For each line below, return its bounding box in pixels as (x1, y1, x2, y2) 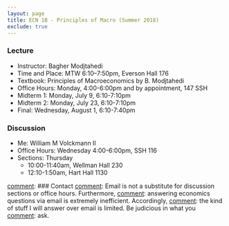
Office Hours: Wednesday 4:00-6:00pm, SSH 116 (17, 146, 157, 155)
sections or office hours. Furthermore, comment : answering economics (7, 189, 210, 198)
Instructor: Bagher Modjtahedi (17, 62, 103, 70)
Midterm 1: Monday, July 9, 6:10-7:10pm (17, 91, 131, 99)
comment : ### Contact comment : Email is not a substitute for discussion (7, 182, 215, 190)
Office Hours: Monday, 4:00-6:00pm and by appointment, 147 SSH (17, 84, 208, 92)
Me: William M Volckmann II (17, 139, 97, 147)
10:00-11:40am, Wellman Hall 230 (27, 161, 123, 169)
